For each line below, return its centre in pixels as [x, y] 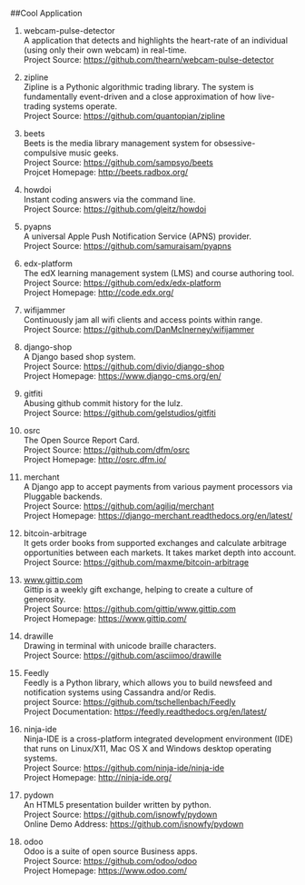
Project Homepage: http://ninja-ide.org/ [97, 777]
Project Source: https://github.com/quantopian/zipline [124, 116]
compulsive [45, 153]
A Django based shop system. [79, 357]
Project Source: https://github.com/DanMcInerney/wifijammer [139, 329]
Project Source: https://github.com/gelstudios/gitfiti [119, 413]
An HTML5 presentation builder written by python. [117, 805]
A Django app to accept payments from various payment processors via [158, 487]
